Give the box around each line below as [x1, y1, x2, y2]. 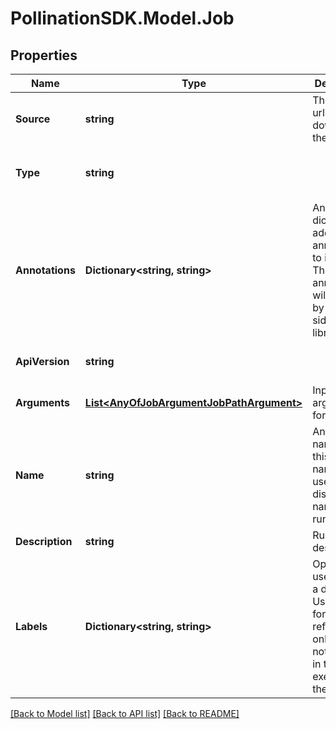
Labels [15, 620, 48, 633]
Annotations [15, 263, 76, 277]
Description [15, 535, 73, 548]
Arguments [15, 396, 70, 409]
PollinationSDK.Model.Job [10, 7, 235, 30]
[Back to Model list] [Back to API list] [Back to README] [10, 708, 240, 719]
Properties [10, 47, 78, 64]
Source [15, 112, 51, 126]
